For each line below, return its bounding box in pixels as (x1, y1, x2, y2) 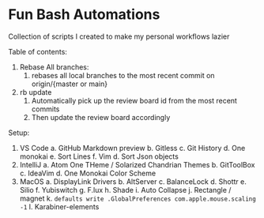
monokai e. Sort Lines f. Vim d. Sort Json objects (19, 152, 179, 161)
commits (31, 104, 60, 114)
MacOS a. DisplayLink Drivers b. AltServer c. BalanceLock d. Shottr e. (19, 176, 247, 186)
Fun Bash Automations (8, 6, 160, 24)
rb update (19, 87, 52, 96)
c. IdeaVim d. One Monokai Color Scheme (19, 168, 157, 178)
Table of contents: (8, 47, 67, 56)
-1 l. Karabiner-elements (19, 201, 100, 211)
